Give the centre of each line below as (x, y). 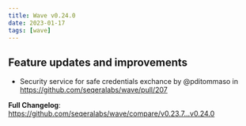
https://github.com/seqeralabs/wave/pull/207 (94, 90)
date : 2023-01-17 (37, 23)
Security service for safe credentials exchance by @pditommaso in (129, 82)
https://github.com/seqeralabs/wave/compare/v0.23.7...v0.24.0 (112, 114)
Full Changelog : (34, 105)
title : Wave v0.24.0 (42, 15)
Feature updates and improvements (98, 62)
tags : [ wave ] (30, 30)
